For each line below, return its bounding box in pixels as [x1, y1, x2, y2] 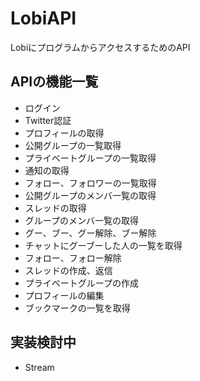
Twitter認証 [24, 114, 72, 126]
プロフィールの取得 [24, 127, 105, 139]
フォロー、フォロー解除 [24, 252, 122, 264]
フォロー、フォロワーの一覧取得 [24, 177, 157, 189]
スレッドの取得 [24, 202, 87, 214]
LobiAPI [10, 7, 77, 30]
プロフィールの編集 [24, 289, 105, 301]
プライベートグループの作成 [24, 277, 139, 289]
